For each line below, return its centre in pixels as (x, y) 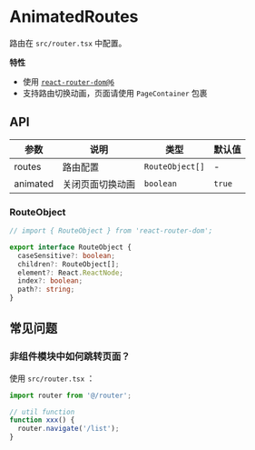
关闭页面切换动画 (99, 184)
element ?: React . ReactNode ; (71, 273)
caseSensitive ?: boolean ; (67, 255)
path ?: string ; (46, 290)
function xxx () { (42, 420)
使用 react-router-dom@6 (69, 81)
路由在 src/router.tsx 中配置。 (68, 43)
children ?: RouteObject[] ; (69, 264)
